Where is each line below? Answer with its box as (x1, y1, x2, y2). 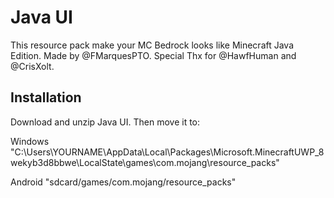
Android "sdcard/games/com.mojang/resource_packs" (10, 176, 237, 188)
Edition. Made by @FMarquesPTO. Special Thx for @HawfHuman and (10, 49, 297, 61)
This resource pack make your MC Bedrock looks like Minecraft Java (10, 39, 295, 51)
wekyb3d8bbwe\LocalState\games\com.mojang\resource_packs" (10, 156, 280, 168)
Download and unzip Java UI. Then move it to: (10, 116, 201, 128)
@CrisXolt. (10, 60, 55, 72)
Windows (10, 135, 50, 147)
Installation (10, 89, 82, 106)
